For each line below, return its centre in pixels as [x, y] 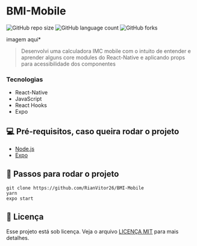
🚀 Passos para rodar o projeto [63, 174]
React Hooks [31, 105]
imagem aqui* [23, 39]
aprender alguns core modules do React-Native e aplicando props [103, 57]
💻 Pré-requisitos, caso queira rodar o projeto [93, 131]
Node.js [25, 149]
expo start [20, 198]
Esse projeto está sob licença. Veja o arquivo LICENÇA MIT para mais [92, 231]
